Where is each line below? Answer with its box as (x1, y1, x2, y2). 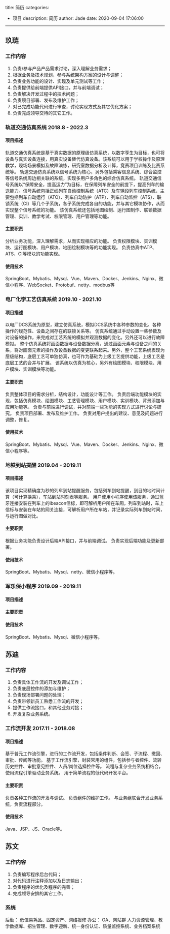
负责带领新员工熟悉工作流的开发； (12, 698, 84, 704)
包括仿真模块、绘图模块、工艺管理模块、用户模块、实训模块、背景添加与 (14, 397, 165, 403)
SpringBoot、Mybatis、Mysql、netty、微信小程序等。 (5, 569, 117, 575)
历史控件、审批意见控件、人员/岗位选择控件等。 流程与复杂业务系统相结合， (5, 763, 163, 769)
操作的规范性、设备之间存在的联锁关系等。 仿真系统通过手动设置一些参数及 (5, 328, 162, 334)
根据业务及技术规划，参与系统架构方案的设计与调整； (12, 72, 124, 78)
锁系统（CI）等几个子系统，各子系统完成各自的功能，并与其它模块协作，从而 (5, 200, 165, 206)
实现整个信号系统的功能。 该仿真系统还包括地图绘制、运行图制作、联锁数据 (5, 206, 162, 213)
